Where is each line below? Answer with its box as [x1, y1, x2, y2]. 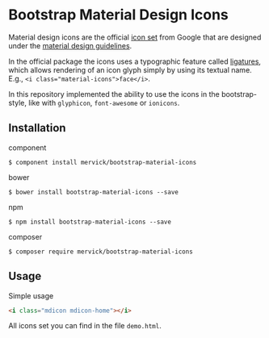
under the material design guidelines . [8, 40, 132, 50]
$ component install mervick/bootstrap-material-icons [8, 158, 197, 166]
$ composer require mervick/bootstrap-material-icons [8, 248, 194, 256]
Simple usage [8, 290, 54, 300]
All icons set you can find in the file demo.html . [8, 321, 162, 331]
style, [8, 98, 27, 107]
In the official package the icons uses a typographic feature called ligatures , [8, 56, 261, 66]
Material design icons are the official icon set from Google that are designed [8, 32, 262, 42]
